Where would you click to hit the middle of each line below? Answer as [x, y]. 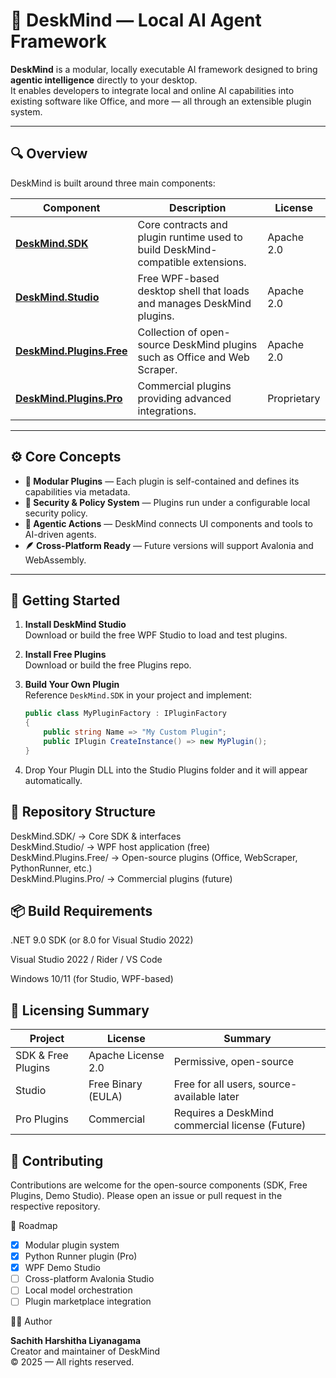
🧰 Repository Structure [83, 812]
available [195, 1097]
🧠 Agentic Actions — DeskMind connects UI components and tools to [168, 523]
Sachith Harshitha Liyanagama [76, 1341]
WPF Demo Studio [62, 1268]
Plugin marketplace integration [88, 1301]
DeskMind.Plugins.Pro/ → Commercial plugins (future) [121, 878]
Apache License [126, 1056]
